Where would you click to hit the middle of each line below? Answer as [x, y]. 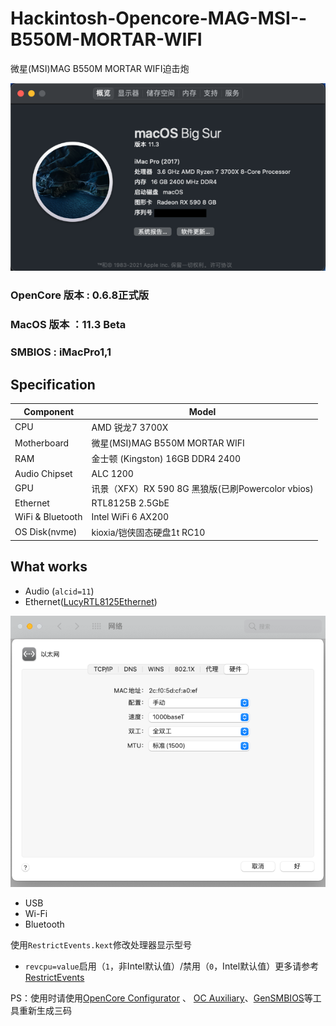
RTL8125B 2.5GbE [130, 503]
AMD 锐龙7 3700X [130, 427]
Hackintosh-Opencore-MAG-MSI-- [159, 18]
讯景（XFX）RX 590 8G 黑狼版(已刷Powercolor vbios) [202, 488]
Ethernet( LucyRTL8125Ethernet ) [91, 601]
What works [49, 567]
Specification [53, 384]
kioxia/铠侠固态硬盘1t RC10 [148, 532]
